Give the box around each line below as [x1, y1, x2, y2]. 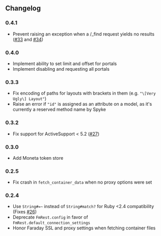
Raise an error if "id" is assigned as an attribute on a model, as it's [12, 101, 152, 107]
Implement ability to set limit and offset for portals [12, 61, 117, 67]
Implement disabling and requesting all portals [12, 66, 110, 72]
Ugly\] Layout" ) [12, 96, 47, 102]
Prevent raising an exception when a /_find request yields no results [12, 31, 155, 37]
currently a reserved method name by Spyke [12, 106, 106, 112]
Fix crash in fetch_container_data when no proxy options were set [12, 179, 152, 185]
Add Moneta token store [12, 155, 63, 161]
